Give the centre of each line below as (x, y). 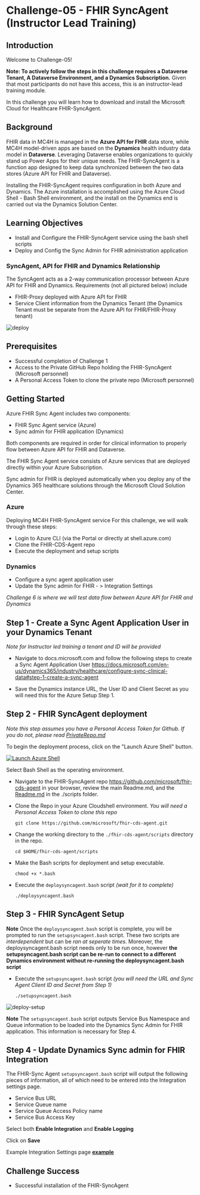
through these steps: (32, 526)
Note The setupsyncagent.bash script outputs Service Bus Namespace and (98, 1018)
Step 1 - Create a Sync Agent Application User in (98, 623)
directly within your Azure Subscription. (55, 467)
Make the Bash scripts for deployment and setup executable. (90, 863)
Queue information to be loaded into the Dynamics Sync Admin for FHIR (95, 1025)
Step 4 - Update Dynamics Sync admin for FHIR (96, 1050)
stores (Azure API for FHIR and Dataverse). (59, 173)
